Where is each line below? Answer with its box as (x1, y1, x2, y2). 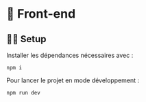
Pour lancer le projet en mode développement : (6, 76, 140, 84)
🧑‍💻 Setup (6, 33, 47, 45)
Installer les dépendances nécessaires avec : (6, 51, 134, 59)
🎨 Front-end (6, 6, 76, 22)
